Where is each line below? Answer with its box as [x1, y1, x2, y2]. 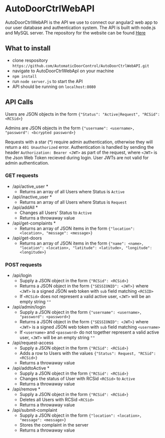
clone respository [12, 57, 48, 63]
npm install [12, 74, 37, 79]
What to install [5, 44, 51, 52]
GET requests [5, 172, 38, 179]
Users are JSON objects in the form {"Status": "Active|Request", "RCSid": [5, 111, 160, 117]
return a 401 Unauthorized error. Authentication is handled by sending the [5, 144, 154, 150]
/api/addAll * [12, 204, 38, 210]
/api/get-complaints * [12, 220, 56, 226]
